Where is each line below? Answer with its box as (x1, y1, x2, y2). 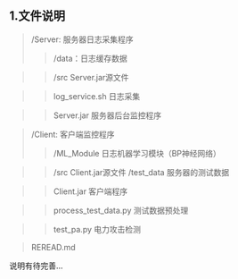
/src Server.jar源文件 (53, 72, 129, 82)
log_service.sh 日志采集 (53, 90, 141, 101)
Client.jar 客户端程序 (53, 186, 128, 197)
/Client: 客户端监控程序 (30, 129, 115, 139)
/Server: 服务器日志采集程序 (30, 34, 134, 45)
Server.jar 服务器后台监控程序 (53, 110, 162, 121)
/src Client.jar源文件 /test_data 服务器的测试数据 (53, 166, 230, 177)
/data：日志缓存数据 (53, 53, 127, 63)
